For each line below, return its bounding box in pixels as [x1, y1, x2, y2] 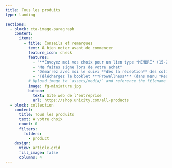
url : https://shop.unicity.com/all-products [32, 98, 130, 103]
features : [28, 55, 50, 60]
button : [28, 88, 45, 93]
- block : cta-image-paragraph [10, 26, 74, 31]
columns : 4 [18, 155, 42, 160]
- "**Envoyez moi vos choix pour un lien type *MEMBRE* [32, 59, 155, 65]
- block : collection [10, 102, 54, 108]
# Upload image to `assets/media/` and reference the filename [28, 79, 166, 84]
